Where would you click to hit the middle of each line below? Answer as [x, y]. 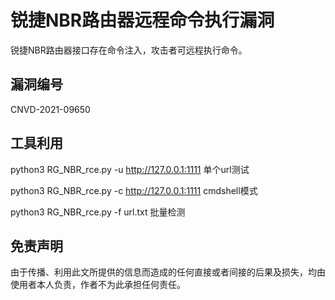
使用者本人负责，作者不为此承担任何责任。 [98, 285]
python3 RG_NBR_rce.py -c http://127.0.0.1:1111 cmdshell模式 [134, 190]
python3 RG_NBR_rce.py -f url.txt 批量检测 [98, 212]
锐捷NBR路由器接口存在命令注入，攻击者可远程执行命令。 [129, 50]
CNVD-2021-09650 [50, 109]
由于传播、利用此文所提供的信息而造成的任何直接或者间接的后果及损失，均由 [168, 272]
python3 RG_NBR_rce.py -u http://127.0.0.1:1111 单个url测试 [130, 169]
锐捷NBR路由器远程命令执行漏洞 [142, 20]
